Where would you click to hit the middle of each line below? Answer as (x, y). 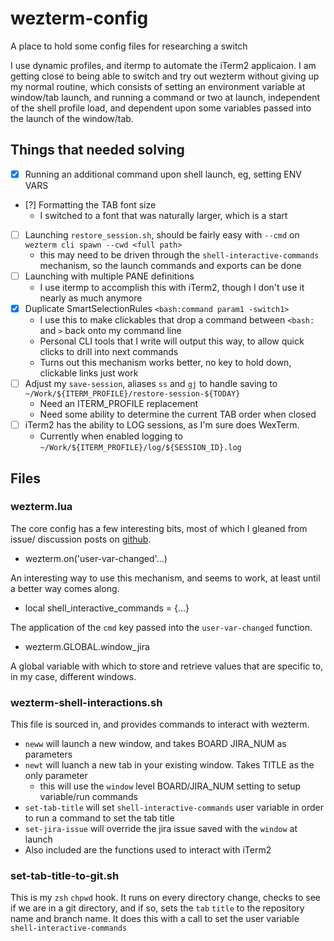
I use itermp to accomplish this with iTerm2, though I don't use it (172, 287)
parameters (48, 754)
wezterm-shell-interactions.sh (86, 702)
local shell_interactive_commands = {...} (107, 608)
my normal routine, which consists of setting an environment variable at (158, 86)
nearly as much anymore (91, 298)
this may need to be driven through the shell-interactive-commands (179, 254)
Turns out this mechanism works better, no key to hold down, (165, 362)
